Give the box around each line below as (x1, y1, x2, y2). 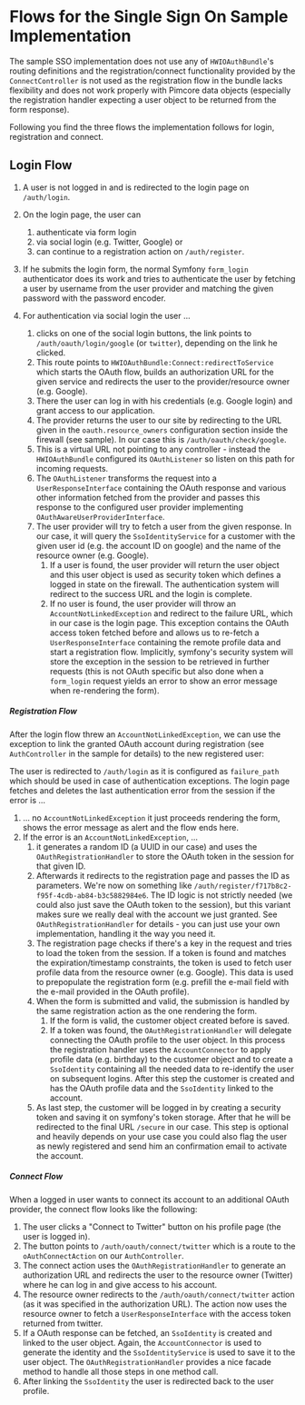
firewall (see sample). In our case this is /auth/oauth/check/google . (35, 433, 287, 444)
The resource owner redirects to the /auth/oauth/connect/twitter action (22, 1289, 295, 1300)
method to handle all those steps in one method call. (22, 1366, 219, 1377)
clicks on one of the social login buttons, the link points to (35, 327, 252, 338)
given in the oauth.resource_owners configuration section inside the (35, 424, 289, 435)
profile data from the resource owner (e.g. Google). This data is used (35, 966, 293, 978)
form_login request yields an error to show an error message (49, 675, 279, 686)
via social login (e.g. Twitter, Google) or (35, 236, 183, 247)
